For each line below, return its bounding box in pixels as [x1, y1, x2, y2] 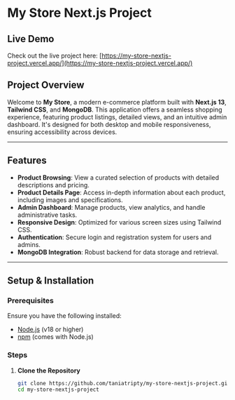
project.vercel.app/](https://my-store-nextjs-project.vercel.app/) [7, 59, 193, 67]
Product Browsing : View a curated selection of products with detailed [17, 173, 220, 182]
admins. [17, 240, 41, 248]
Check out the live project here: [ [7, 51, 102, 60]
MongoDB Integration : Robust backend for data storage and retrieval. [17, 248, 219, 256]
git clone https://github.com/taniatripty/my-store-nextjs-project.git [17, 380, 231, 387]
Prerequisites [7, 295, 54, 305]
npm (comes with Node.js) [17, 333, 94, 341]
